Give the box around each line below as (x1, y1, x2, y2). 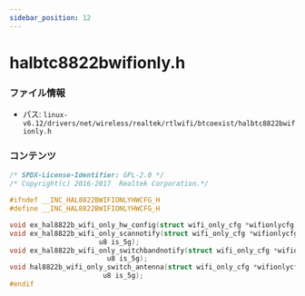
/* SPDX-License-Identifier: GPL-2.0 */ (9, 171, 165, 180)
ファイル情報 (9, 86, 66, 99)
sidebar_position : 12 (9, 13, 92, 23)
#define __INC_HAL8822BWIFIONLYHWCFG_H (9, 204, 161, 213)
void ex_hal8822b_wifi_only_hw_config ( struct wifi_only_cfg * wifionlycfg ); (9, 220, 302, 230)
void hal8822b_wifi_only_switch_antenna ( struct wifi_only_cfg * (9, 262, 258, 272)
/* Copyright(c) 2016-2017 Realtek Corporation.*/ (9, 179, 209, 189)
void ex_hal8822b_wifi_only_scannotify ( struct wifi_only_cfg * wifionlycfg (9, 229, 299, 238)
